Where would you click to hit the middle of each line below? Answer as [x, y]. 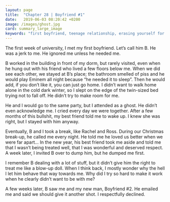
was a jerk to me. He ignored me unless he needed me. [63, 53]
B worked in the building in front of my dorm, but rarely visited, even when [83, 63]
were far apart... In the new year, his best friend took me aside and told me [83, 142]
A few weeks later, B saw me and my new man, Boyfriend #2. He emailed [82, 189]
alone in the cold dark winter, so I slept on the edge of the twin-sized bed [82, 90]
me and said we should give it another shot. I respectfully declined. [75, 194]
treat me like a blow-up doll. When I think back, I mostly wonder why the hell [85, 168]
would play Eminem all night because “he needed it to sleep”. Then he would [85, 79]
